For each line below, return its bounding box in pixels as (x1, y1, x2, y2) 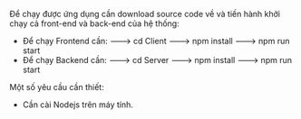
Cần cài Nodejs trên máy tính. (22, 99, 134, 110)
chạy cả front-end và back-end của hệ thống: (9, 18, 180, 29)
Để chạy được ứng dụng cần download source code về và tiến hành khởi (9, 9, 281, 19)
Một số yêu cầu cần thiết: (9, 82, 104, 92)
